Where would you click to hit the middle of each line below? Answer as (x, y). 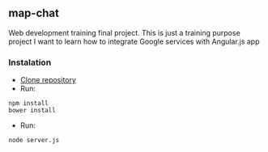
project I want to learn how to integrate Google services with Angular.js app (134, 41)
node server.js (34, 141)
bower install (32, 111)
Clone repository (48, 80)
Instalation (30, 62)
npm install (28, 103)
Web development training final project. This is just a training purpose (124, 32)
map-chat (34, 13)
